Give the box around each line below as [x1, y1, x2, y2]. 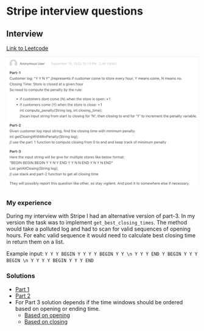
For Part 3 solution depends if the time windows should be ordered [15, 298, 183, 305]
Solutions [6, 272, 35, 280]
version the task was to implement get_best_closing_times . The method [6, 219, 188, 226]
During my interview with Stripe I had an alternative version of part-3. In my [6, 212, 195, 220]
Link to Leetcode [6, 44, 49, 52]
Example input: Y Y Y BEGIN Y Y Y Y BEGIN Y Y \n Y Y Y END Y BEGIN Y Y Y [6, 250, 198, 257]
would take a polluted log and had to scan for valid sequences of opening [6, 225, 191, 232]
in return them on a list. [6, 239, 65, 246]
